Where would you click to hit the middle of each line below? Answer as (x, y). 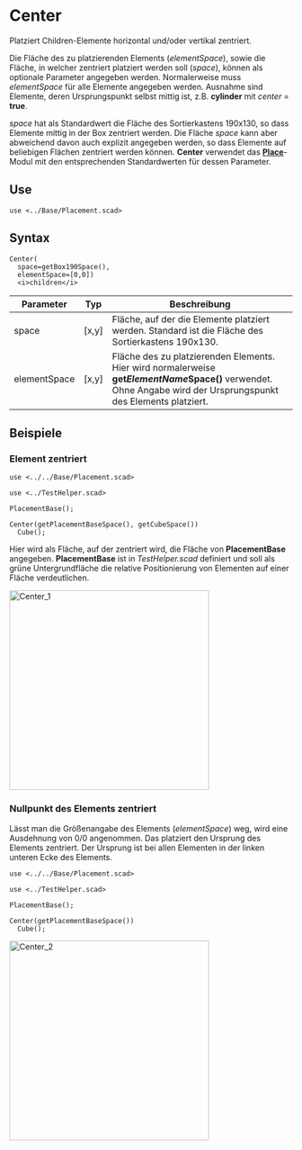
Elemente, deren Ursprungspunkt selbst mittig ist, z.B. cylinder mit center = (149, 96)
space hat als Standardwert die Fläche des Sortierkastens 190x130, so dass (149, 123)
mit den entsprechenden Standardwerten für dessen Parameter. (153, 161)
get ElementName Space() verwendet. (192, 379)
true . (18, 105)
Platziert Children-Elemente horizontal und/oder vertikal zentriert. (130, 40)
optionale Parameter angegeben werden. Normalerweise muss (125, 76)
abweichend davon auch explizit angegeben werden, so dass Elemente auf (148, 142)
